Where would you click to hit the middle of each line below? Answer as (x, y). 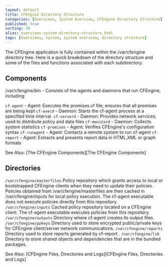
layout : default (22, 10)
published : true (22, 24)
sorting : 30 (18, 29)
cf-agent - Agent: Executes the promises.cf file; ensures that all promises (81, 105)
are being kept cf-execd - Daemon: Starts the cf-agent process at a (75, 111)
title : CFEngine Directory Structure (45, 15)
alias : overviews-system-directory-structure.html (59, 33)
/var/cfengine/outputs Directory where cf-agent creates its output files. (80, 217)
